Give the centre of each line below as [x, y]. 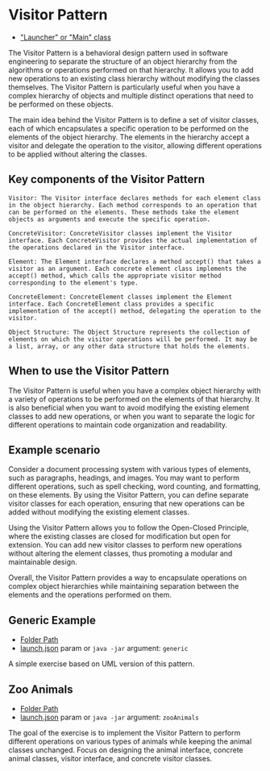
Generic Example [52, 620]
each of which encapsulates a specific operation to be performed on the [129, 128]
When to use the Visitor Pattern [89, 371]
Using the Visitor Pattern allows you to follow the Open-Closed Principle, [129, 528]
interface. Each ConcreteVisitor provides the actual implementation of [133, 240]
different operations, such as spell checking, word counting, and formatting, [134, 486]
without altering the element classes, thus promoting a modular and [120, 553]
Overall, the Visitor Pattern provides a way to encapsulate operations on [128, 577]
